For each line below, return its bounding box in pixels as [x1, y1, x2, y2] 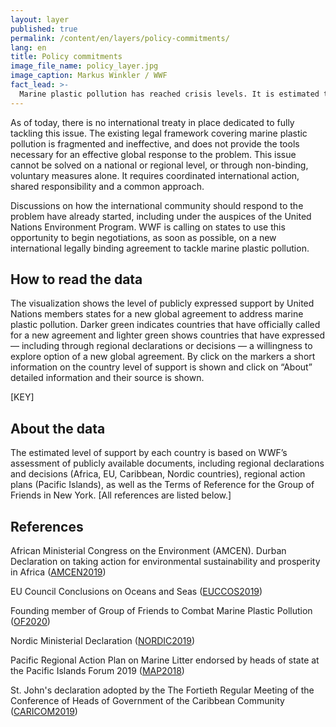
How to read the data [10, 271, 143, 288]
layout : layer [10, 14, 70, 25]
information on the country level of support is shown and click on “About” [10, 361, 313, 373]
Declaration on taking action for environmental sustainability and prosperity [10, 556, 321, 568]
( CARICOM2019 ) [10, 706, 78, 718]
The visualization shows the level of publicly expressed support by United [10, 297, 315, 310]
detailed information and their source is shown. [10, 372, 205, 384]
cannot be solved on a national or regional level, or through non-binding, [10, 159, 309, 171]
